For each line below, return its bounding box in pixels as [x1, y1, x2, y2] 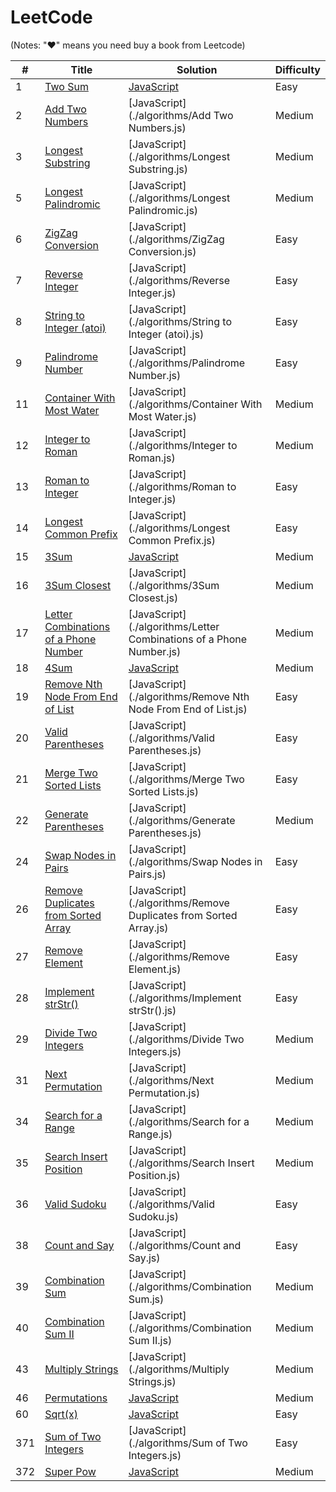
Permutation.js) [128, 1086, 201, 1100]
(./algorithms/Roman [128, 479, 225, 493]
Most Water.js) [128, 409, 197, 423]
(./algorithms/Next [128, 1073, 215, 1087]
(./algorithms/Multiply [128, 1362, 230, 1376]
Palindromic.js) [128, 203, 199, 217]
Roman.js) [128, 451, 176, 465]
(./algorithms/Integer [128, 438, 226, 452]
